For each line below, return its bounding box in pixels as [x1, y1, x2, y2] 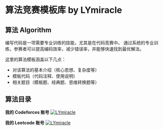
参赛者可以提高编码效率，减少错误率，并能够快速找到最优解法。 [13, 46, 144, 52]
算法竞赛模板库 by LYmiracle [5, 4, 122, 16]
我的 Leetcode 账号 [5, 120, 45, 126]
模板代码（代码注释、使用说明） [12, 73, 78, 79]
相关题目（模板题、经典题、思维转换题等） [12, 80, 100, 85]
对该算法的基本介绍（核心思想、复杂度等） [12, 67, 100, 73]
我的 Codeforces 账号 [5, 109, 50, 115]
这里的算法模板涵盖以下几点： [5, 56, 66, 62]
